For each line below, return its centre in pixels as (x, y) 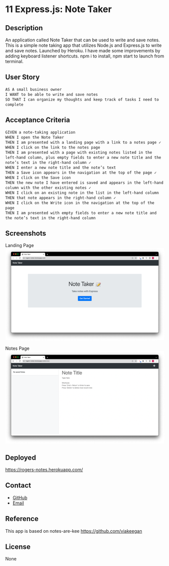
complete (14, 104)
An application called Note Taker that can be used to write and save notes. (82, 40)
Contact (18, 486)
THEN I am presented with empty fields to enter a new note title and (81, 213)
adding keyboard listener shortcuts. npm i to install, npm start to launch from (85, 56)
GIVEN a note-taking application (40, 132)
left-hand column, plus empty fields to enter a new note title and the (83, 157)
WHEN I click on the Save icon (38, 177)
